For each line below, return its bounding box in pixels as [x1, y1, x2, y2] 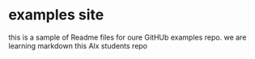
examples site [8, 6, 104, 24]
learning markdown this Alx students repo [8, 40, 148, 50]
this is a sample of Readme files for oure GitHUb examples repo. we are [8, 32, 247, 42]
